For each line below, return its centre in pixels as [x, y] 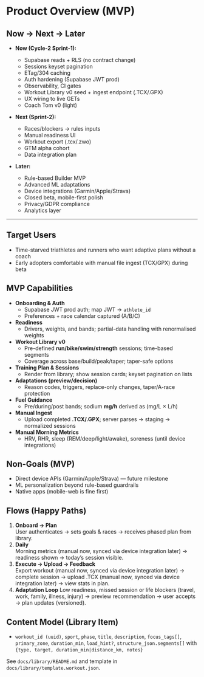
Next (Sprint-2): [36, 117]
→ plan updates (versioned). [50, 603]
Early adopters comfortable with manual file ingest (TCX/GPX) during [101, 263]
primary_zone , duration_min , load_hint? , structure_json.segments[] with [106, 643]
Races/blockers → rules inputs [62, 129]
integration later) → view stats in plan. [62, 583]
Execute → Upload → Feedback [55, 564]
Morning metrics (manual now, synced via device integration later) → [101, 551]
